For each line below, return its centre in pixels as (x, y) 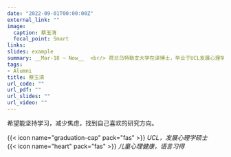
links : (16, 45)
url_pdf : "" (24, 90)
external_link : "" (33, 20)
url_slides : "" (29, 97)
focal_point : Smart (41, 39)
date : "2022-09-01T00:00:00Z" (51, 13)
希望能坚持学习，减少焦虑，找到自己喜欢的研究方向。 (82, 123)
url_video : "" (27, 103)
